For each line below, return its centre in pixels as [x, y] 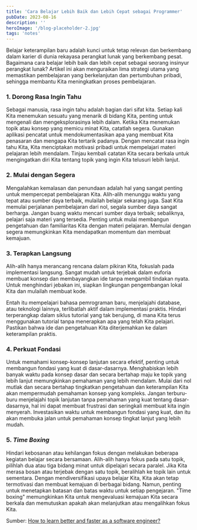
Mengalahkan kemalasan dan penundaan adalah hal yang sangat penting [94, 188]
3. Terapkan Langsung [39, 253]
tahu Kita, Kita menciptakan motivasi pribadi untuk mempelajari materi [91, 147]
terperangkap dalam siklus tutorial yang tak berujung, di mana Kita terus [94, 315]
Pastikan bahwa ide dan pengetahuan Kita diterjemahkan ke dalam [87, 328]
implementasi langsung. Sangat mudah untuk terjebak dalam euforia [89, 272]
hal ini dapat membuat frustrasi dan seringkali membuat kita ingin [111, 406]
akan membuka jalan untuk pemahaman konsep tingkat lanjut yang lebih [94, 419]
